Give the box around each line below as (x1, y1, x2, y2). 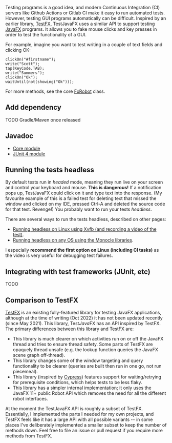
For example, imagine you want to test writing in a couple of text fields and (5, 42, 163, 48)
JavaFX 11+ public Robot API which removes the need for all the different (12, 390, 166, 396)
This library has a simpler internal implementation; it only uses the (12, 385, 152, 391)
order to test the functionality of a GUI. (5, 32, 87, 37)
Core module (12, 145, 40, 151)
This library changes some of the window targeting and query (12, 357, 143, 364)
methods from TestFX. (5, 433, 53, 439)
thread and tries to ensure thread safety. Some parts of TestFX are (12, 341, 153, 348)
